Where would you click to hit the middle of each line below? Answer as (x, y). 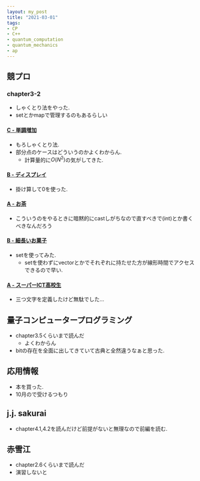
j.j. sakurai (27, 414)
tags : (13, 23)
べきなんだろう (34, 226)
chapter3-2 (24, 94)
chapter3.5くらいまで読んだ (50, 335)
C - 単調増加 (22, 130)
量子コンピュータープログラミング (69, 320)
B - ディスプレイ (27, 174)
